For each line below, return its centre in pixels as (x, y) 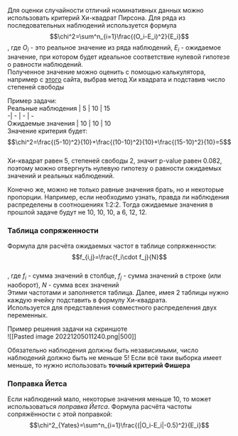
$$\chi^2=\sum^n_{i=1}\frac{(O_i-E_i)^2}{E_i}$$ (119, 36)
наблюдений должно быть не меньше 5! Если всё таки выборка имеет (115, 357)
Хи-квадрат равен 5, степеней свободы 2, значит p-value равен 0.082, (115, 160)
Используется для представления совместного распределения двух (112, 307)
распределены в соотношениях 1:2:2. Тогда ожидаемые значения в (110, 205)
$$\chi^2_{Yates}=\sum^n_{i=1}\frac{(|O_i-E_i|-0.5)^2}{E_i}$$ (119, 425)
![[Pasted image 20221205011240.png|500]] (72, 336)
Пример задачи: (32, 100)
